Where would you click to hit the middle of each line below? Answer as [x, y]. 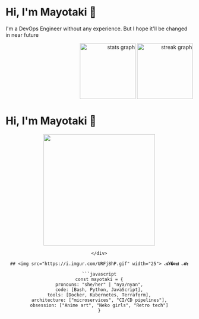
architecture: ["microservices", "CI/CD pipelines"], [99, 300]
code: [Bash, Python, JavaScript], [99, 290]
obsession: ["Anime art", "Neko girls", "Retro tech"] [99, 305]
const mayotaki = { [99, 279]
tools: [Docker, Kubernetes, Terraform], [99, 295]
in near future [22, 34]
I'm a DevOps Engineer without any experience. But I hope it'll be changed [97, 29]
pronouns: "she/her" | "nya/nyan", [99, 285]
